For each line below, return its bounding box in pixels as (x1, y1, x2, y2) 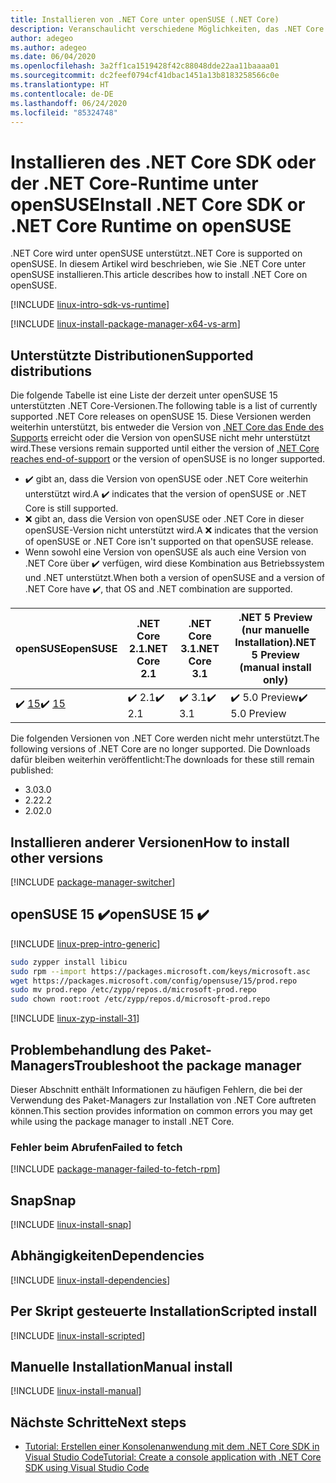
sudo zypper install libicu (10, 957, 128, 967)
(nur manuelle (241, 623, 310, 637)
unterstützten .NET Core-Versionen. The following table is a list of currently (10, 400, 318, 412)
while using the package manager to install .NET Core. (10, 1115, 235, 1127)
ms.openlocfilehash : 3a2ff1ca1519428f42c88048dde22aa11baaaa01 (10, 61, 280, 71)
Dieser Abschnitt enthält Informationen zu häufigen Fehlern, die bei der (10, 1083, 303, 1095)
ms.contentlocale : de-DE (10, 89, 114, 99)
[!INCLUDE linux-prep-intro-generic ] (10, 937, 161, 950)
